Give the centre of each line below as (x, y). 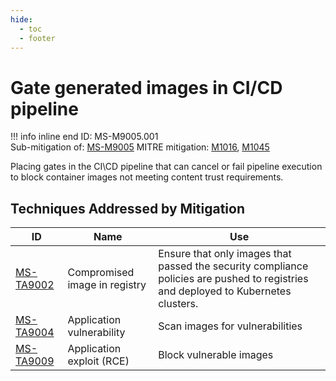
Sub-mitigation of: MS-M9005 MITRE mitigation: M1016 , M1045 (140, 147)
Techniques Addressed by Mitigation (128, 208)
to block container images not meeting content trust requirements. (147, 177)
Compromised (101, 273)
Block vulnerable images (216, 355)
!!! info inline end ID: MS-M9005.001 (84, 137)
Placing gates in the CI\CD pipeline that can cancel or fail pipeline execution (166, 167)
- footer (37, 38)
